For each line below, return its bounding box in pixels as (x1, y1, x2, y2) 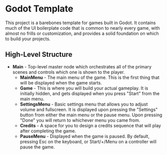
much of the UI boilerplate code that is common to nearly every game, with (5, 25, 160, 31)
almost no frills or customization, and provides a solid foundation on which (5, 30, 159, 36)
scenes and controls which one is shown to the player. (12, 69, 125, 75)
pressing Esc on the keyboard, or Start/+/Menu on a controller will (20, 138, 157, 144)
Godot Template (5, 3, 74, 15)
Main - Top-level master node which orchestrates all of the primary (12, 63, 152, 69)
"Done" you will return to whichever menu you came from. (20, 117, 140, 123)
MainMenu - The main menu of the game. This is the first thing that (20, 74, 159, 81)
